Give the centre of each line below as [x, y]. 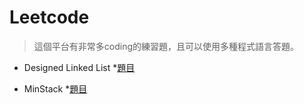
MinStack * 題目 [55, 88]
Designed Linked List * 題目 [79, 67]
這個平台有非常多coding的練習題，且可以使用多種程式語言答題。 [166, 46]
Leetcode [49, 17]
